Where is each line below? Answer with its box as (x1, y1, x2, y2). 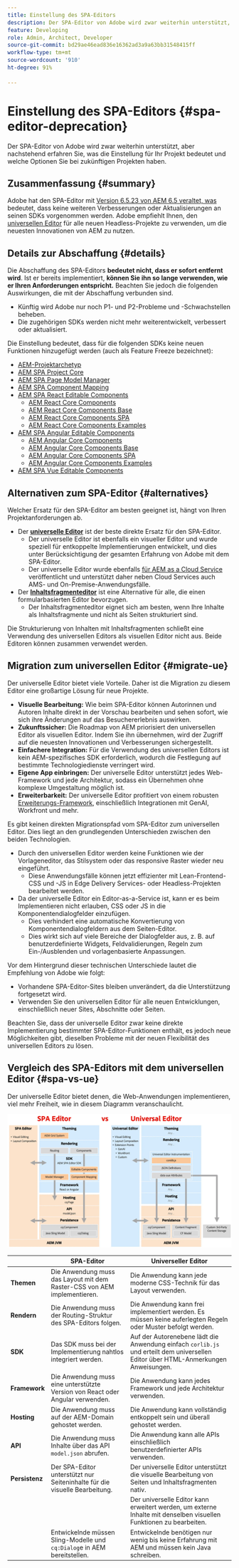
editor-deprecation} (7, 118, 128, 135)
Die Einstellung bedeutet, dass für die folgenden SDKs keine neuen (7, 339, 204, 348)
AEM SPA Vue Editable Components (17, 466, 124, 475)
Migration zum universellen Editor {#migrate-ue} (7, 660, 229, 672)
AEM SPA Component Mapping (17, 383, 109, 391)
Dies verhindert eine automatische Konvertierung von (28, 917, 185, 925)
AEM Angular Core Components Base (28, 443, 139, 452)
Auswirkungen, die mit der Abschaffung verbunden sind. (7, 289, 174, 298)
